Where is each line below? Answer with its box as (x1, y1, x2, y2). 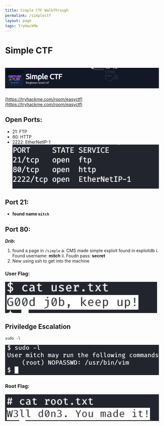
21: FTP (12, 129, 28, 135)
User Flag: (5, 270, 30, 277)
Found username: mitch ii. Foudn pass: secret (12, 253, 105, 259)
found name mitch (12, 211, 50, 217)
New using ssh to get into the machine (12, 258, 90, 264)
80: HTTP (12, 134, 32, 139)
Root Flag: (5, 383, 30, 390)
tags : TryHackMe (5, 23, 38, 28)
